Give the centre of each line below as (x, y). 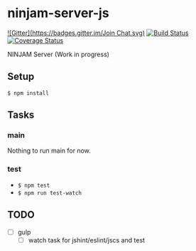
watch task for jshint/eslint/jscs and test (87, 240)
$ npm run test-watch (49, 193)
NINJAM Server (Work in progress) (59, 54)
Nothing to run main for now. (49, 150)
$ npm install (28, 93)
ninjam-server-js (58, 13)
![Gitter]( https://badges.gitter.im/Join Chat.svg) (76, 33)
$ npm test (34, 185)
